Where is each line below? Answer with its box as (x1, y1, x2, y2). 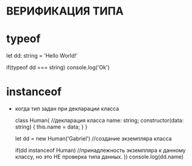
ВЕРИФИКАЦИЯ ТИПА (6, 4, 124, 18)
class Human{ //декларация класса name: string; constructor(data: (14, 117, 184, 124)
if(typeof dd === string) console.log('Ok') (6, 64, 110, 71)
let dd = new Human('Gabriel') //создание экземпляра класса (14, 135, 172, 142)
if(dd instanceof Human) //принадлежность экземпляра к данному (14, 147, 186, 154)
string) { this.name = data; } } (14, 123, 88, 131)
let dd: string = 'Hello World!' (6, 52, 78, 59)
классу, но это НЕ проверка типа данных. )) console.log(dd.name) (14, 153, 184, 161)
